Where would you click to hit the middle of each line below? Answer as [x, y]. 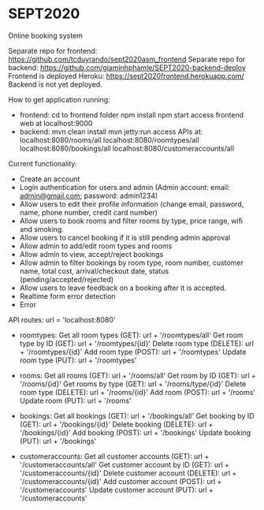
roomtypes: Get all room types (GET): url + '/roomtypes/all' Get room [131, 335]
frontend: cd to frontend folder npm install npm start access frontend [132, 114]
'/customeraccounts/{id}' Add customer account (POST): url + [121, 481]
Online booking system [45, 35]
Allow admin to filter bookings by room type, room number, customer [132, 262]
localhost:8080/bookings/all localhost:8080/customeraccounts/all [127, 148]
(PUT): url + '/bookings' [58, 441]
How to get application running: [59, 99]
